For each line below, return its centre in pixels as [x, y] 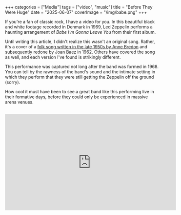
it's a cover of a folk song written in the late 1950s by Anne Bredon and [76, 47]
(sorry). [13, 82]
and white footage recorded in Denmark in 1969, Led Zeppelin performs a [79, 27]
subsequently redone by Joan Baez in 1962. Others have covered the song [80, 52]
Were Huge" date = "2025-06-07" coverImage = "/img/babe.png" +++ [76, 12]
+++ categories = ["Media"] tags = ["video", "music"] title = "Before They [79, 7]
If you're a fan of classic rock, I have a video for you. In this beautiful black [80, 22]
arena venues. [20, 102]
